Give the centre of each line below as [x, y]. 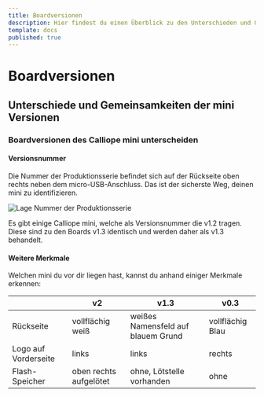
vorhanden [150, 381]
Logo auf [29, 349]
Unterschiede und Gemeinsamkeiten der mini [121, 105]
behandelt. [26, 240]
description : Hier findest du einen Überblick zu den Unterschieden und [130, 23]
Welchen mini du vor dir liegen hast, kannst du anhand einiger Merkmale [125, 275]
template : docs [33, 30]
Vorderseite [33, 358]
